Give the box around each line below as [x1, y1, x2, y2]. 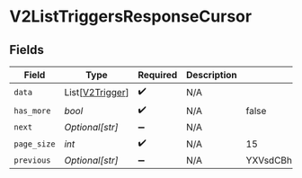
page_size [13, 138, 56, 149]
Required [138, 69, 178, 81]
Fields [9, 42, 45, 58]
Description [185, 69, 238, 81]
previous [13, 156, 51, 165]
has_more [13, 105, 51, 116]
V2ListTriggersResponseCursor [9, 6, 253, 27]
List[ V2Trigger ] [64, 85, 129, 98]
